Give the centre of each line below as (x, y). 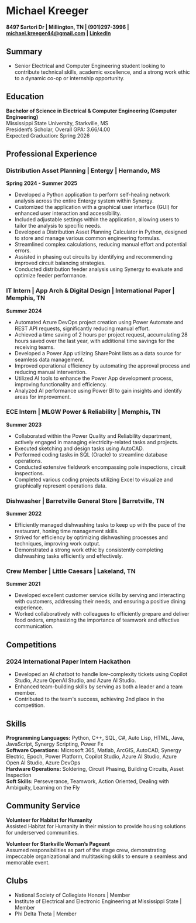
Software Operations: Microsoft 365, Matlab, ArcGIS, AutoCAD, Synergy (94, 750)
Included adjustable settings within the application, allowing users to (97, 219)
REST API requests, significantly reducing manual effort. (82, 328)
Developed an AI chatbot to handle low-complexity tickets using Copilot (101, 674)
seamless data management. (49, 359)
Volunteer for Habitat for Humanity (49, 820)
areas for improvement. (43, 397)
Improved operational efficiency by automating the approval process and (102, 366)
